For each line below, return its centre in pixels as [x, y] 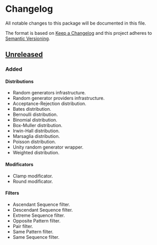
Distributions [20, 81]
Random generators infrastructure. [49, 93]
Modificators [19, 165]
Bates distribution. [32, 109]
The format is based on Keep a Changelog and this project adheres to [79, 33]
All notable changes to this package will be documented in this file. [76, 23]
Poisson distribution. [34, 142]
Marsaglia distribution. [36, 136]
